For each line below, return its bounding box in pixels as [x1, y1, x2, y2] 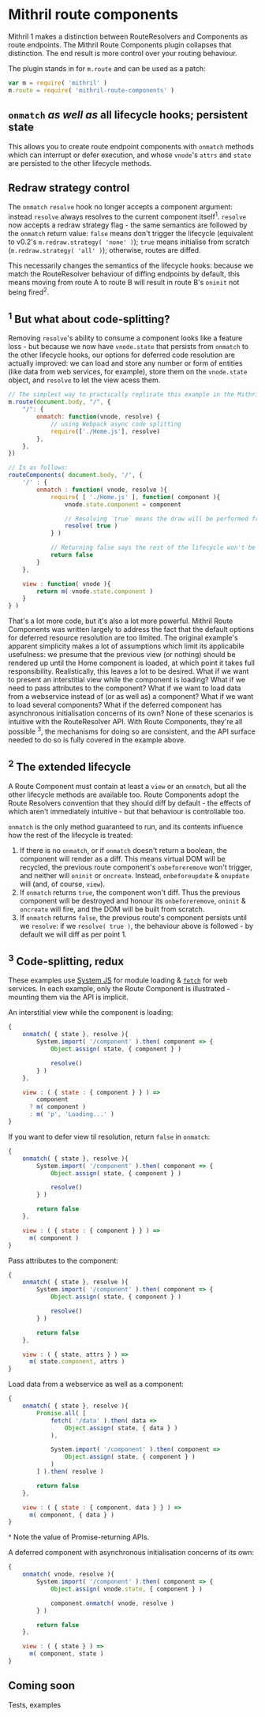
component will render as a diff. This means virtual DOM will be [19, 854, 226, 863]
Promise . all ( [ [36, 1409, 87, 1417]
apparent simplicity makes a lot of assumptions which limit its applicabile [8, 641, 244, 651]
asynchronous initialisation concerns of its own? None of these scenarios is [8, 708, 254, 718]
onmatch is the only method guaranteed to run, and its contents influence [8, 821, 244, 831]
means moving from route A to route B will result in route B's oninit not [8, 277, 240, 287]
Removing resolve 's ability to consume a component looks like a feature [8, 333, 243, 343]
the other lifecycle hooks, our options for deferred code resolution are [8, 350, 235, 360]
